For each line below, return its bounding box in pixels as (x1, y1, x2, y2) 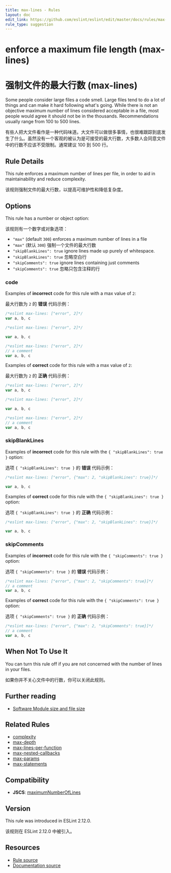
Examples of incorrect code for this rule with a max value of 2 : (5, 290, 136, 296)
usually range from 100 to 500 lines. (5, 119, 80, 125)
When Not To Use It (5, 647, 68, 656)
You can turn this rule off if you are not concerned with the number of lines (5, 660, 162, 667)
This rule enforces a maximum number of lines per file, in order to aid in (5, 171, 155, 177)
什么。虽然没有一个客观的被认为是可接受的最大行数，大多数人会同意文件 (14, 135, 166, 142)
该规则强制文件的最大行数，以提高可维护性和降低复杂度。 (5, 187, 126, 193)
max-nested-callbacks (12, 750, 60, 756)
